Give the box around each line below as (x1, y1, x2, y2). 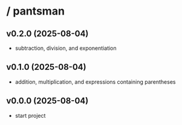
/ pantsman (6, 4, 65, 18)
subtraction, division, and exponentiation (15, 44, 117, 52)
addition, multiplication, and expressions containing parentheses (15, 78, 176, 86)
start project (15, 112, 46, 119)
